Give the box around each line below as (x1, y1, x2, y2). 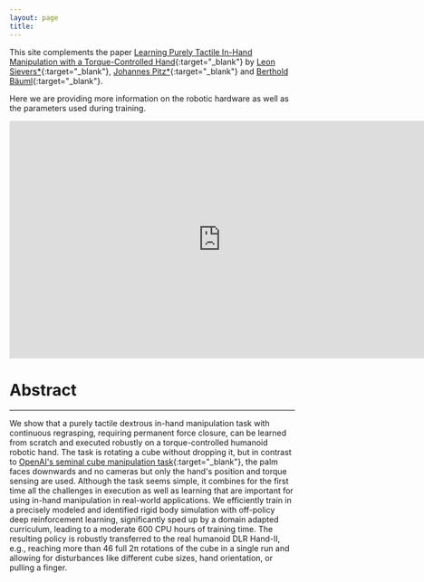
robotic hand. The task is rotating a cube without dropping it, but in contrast (9, 447, 292, 458)
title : (9, 22, 34, 31)
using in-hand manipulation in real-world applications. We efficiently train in (9, 495, 292, 506)
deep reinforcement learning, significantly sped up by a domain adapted (9, 514, 279, 525)
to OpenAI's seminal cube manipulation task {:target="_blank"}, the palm (9, 456, 279, 467)
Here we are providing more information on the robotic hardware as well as (9, 92, 290, 104)
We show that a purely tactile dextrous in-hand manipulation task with (9, 418, 270, 429)
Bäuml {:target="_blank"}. (9, 75, 103, 86)
